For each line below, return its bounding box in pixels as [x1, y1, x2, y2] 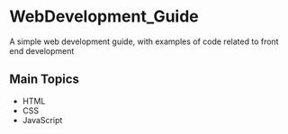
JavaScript [22, 114, 63, 125]
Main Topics [9, 72, 79, 87]
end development [9, 45, 75, 56]
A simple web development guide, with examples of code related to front [9, 36, 279, 47]
